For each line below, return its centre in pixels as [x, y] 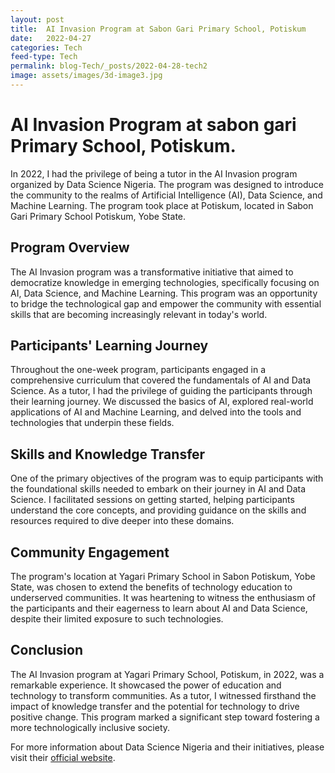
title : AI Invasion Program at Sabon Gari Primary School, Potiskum [158, 29]
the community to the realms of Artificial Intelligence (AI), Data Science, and [166, 195]
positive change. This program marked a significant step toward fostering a [165, 717]
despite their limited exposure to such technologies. [117, 619]
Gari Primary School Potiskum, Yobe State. [98, 216]
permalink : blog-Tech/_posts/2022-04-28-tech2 [109, 66]
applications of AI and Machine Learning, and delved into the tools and [156, 412]
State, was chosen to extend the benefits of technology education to [151, 587]
